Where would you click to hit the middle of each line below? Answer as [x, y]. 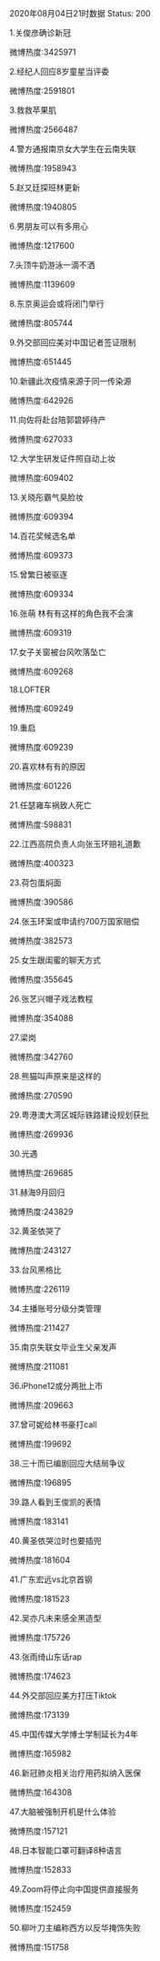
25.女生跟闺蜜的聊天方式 [55, 960]
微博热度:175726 [40, 1637]
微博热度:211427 [40, 1328]
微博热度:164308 [41, 1792]
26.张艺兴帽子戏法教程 [51, 999]
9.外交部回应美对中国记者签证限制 [73, 342]
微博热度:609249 [42, 708]
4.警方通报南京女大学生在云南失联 [73, 149]
